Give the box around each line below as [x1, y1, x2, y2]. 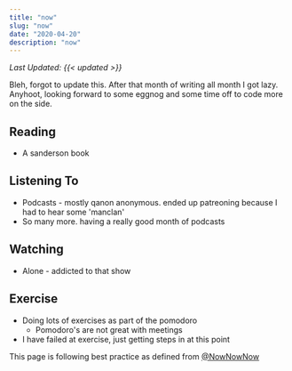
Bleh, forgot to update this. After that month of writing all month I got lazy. [9, 79, 279, 90]
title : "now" [9, 12, 58, 22]
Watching [9, 242, 64, 257]
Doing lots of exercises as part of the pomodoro [21, 315, 198, 326]
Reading [9, 124, 56, 139]
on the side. [9, 99, 53, 109]
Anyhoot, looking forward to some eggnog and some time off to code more [9, 89, 284, 100]
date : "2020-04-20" [9, 29, 82, 38]
